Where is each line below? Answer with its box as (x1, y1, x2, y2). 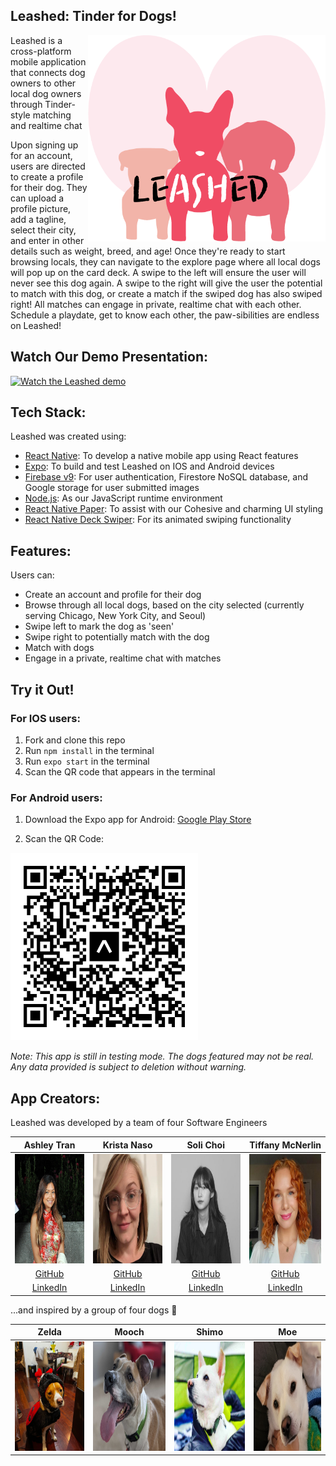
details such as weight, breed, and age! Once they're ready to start (10, 245, 286, 257)
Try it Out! (10, 681, 75, 698)
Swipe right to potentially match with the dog (24, 631, 210, 643)
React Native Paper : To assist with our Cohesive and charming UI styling (24, 503, 324, 515)
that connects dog (10, 66, 86, 78)
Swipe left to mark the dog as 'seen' (24, 620, 175, 633)
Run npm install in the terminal (24, 744, 155, 756)
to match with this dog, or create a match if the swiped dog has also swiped (10, 287, 323, 299)
